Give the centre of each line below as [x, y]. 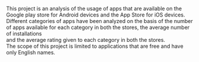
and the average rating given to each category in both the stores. [86, 40]
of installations [24, 34]
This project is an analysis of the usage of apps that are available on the [94, 9]
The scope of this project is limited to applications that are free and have [95, 46]
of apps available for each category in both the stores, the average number [98, 27]
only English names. [31, 52]
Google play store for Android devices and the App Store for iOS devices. [96, 15]
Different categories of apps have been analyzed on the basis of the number [99, 21]
